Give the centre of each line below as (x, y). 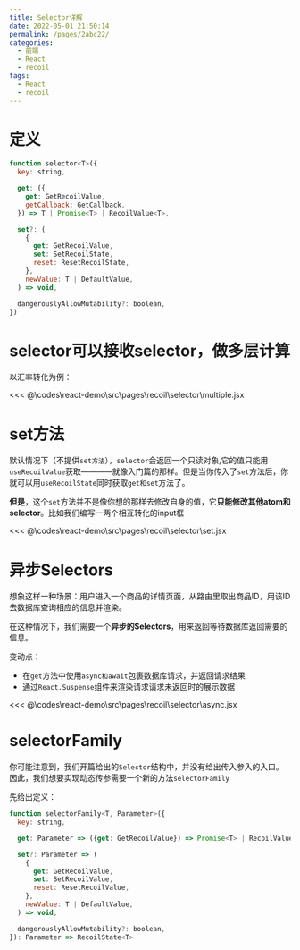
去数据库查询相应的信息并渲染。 (68, 607)
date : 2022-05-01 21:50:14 (59, 26)
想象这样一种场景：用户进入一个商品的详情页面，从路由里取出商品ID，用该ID (150, 597)
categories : (31, 42)
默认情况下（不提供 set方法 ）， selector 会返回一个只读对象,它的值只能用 (139, 461)
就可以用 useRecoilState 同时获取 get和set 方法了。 (100, 483)
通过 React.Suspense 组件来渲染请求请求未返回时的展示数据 (129, 687)
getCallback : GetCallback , (75, 205)
